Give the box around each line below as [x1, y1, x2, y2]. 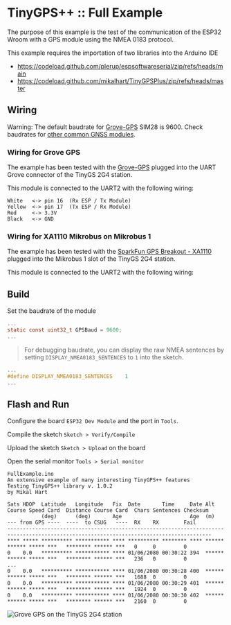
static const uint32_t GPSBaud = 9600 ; [7, 327, 122, 334]
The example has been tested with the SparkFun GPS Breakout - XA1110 [7, 248, 212, 256]
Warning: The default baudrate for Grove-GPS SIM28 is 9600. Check [7, 123, 203, 131]
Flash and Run [7, 398, 70, 410]
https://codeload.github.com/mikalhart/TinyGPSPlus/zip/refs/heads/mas [17, 76, 224, 85]
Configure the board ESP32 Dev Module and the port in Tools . [7, 417, 178, 425]
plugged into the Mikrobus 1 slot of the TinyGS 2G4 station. [7, 255, 176, 263]
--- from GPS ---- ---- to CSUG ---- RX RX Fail [7, 519, 196, 526]
